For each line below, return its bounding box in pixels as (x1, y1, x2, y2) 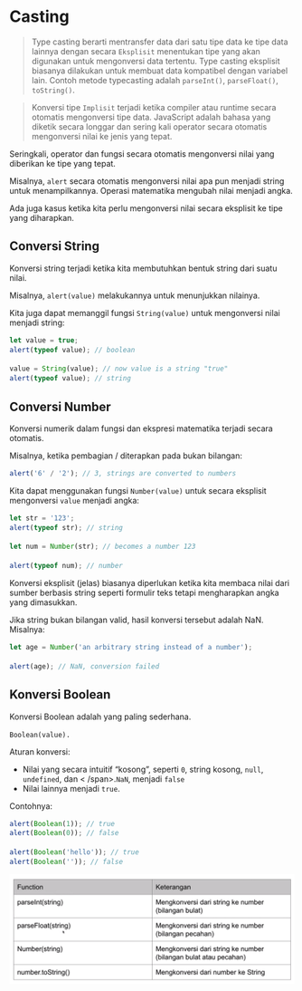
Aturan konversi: (9, 746, 71, 757)
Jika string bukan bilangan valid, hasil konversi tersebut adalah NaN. (9, 614, 264, 626)
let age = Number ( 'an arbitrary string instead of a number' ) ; (9, 643, 253, 652)
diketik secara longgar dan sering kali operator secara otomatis (31, 120, 268, 132)
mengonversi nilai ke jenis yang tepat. (31, 130, 173, 141)
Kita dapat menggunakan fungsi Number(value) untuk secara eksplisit (9, 485, 267, 495)
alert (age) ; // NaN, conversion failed (9, 661, 160, 671)
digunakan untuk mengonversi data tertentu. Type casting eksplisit (31, 55, 280, 66)
